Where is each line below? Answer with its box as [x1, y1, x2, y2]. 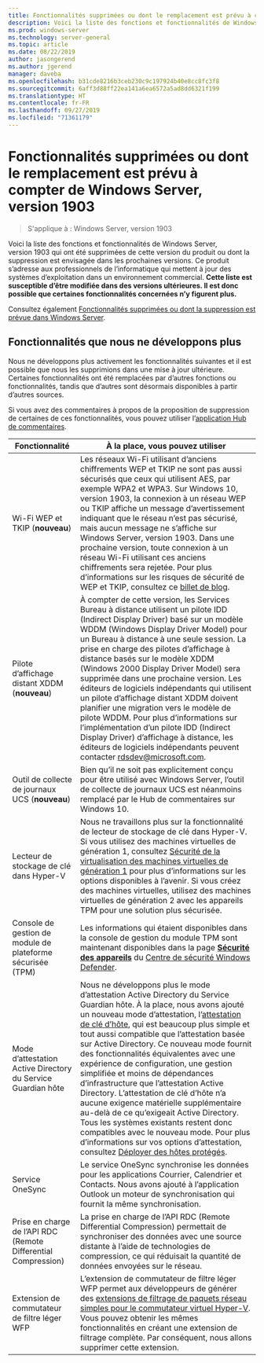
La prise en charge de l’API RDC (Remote [79, 1211, 230, 1222]
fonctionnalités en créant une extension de [79, 1322, 238, 1333]
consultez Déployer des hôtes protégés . [79, 1146, 228, 1157]
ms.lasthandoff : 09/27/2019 [8, 107, 101, 115]
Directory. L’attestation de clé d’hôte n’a [79, 1087, 226, 1098]
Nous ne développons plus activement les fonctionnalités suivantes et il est [8, 356, 251, 366]
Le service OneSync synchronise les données [79, 1159, 249, 1170]
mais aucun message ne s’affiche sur [79, 522, 218, 533]
